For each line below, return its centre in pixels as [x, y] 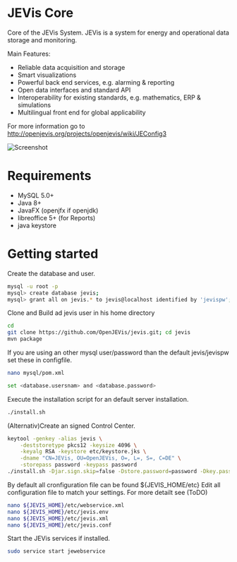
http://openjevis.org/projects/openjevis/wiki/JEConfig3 [87, 133]
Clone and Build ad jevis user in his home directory [81, 313]
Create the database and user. [51, 273]
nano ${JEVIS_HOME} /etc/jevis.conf [60, 525]
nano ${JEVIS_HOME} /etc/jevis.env [58, 512]
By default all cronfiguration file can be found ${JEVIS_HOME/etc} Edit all [114, 484]
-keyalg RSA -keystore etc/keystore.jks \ [83, 452]
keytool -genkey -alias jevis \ [55, 438]
